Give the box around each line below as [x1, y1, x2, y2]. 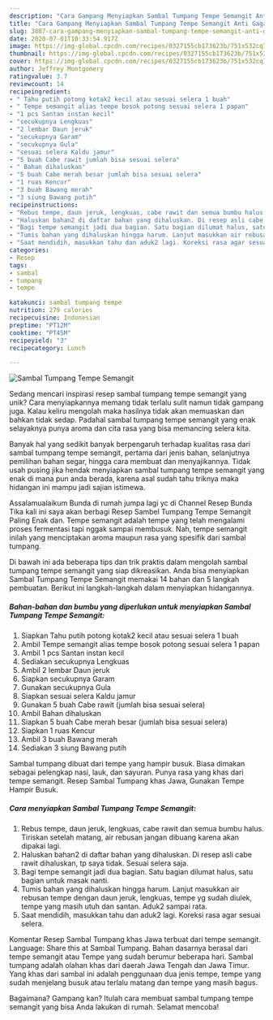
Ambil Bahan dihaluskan [20, 709, 102, 718]
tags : [9, 261, 28, 269]
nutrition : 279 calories [9, 306, 93, 315]
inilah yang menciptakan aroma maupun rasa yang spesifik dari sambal [9, 533, 246, 543]
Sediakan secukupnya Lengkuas [20, 657, 130, 666]
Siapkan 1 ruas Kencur [20, 726, 96, 736]
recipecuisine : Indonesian [9, 314, 100, 322]
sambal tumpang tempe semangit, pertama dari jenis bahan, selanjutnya [9, 448, 250, 458]
